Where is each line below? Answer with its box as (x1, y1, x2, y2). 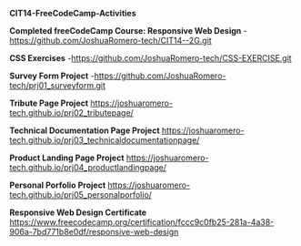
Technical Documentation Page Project (9, 125, 161, 136)
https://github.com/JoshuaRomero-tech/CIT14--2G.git (9, 36, 212, 46)
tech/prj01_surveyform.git (9, 80, 106, 90)
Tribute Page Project (9, 97, 89, 108)
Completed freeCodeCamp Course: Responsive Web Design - (9, 26, 247, 36)
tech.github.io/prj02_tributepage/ (9, 108, 134, 118)
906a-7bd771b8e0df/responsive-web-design (9, 227, 179, 237)
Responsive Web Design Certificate (9, 207, 147, 218)
